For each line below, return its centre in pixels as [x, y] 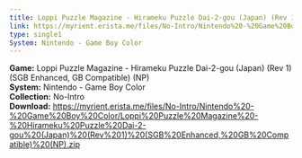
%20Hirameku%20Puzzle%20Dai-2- [78, 126]
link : [19, 26]
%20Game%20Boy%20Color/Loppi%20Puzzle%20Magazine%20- [134, 116]
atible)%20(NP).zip [45, 145]
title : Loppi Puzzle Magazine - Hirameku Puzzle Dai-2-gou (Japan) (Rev [148, 18]
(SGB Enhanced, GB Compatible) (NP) [80, 78]
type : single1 [36, 34]
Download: [30, 106]
